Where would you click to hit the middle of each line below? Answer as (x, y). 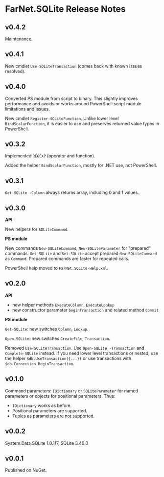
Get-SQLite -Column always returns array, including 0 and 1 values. (72, 192)
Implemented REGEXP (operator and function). (50, 156)
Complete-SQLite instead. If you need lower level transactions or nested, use (82, 353)
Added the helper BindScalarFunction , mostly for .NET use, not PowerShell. (81, 166)
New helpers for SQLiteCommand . (37, 229)
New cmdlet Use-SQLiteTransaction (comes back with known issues (74, 66)
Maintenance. (19, 39)
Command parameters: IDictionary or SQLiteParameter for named (72, 391)
